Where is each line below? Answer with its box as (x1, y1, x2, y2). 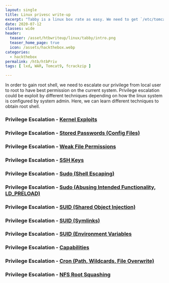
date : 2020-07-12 (5, 21, 42, 27)
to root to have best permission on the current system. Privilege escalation (5, 87, 160, 93)
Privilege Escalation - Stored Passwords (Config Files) (5, 129, 140, 136)
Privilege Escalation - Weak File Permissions (5, 143, 117, 150)
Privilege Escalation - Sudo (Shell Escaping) (5, 170, 115, 177)
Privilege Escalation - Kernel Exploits (5, 116, 98, 123)
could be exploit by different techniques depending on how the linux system (5, 93, 162, 99)
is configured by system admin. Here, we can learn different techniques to (5, 98, 159, 104)
